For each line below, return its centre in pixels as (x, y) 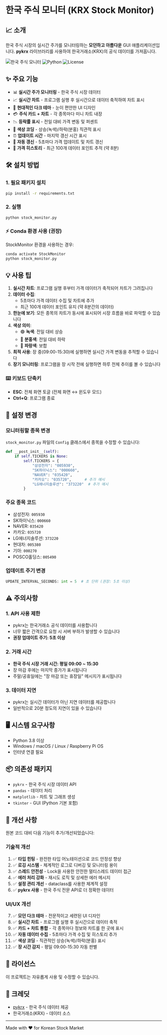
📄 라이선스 (21, 964)
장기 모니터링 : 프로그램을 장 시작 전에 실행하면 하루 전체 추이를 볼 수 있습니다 (86, 364)
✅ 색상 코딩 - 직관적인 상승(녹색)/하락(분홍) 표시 (59, 941)
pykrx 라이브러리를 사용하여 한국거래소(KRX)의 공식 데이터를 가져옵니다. (86, 51)
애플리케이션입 (146, 45)
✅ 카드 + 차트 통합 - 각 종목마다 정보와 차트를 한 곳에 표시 (68, 928)
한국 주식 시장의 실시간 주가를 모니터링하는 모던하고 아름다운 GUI (68, 45)
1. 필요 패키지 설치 (26, 183)
